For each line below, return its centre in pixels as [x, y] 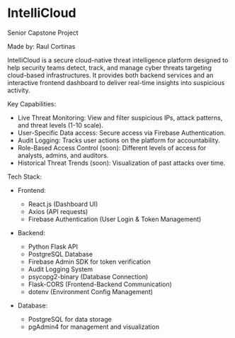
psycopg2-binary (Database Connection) [88, 276]
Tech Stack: [25, 176]
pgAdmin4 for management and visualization [93, 327]
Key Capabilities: [32, 103]
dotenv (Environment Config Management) [91, 291]
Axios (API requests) [58, 211]
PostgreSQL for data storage [70, 319]
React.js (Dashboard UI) [63, 204]
